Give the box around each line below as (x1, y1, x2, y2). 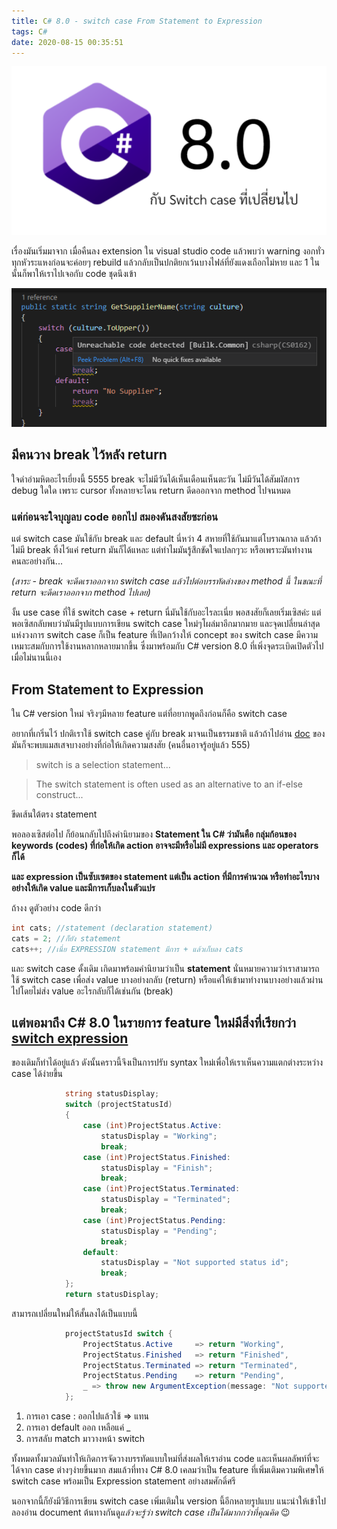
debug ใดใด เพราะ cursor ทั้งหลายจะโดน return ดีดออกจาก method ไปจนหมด (11, 484, 291, 496)
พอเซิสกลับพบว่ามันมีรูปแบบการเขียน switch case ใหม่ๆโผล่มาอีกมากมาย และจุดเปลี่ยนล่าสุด (11, 618, 321, 630)
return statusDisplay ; (64, 1290, 160, 1300)
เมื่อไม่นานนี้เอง (11, 651, 62, 664)
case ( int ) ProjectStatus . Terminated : (82, 1184, 241, 1194)
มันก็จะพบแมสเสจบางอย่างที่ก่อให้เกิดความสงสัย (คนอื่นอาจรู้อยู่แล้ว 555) (11, 739, 251, 751)
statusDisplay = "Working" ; (100, 1131, 218, 1141)
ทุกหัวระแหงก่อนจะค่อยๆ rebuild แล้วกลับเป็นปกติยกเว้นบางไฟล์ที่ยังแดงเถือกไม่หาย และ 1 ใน (11, 256, 320, 268)
